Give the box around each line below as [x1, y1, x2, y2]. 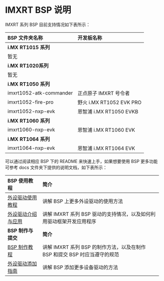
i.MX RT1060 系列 [7, 117, 50, 124]
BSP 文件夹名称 [7, 34, 43, 41]
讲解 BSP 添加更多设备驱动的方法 [42, 264, 118, 271]
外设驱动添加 [7, 260, 38, 267]
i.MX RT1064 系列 [7, 136, 50, 142]
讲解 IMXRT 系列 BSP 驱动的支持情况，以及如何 [42, 211, 151, 217]
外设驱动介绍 [7, 211, 38, 217]
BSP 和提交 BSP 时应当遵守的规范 [42, 251, 120, 258]
